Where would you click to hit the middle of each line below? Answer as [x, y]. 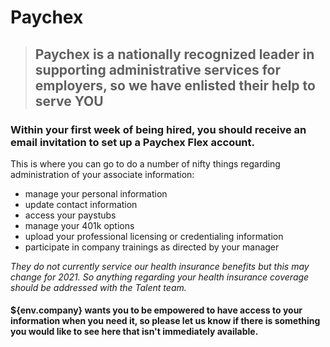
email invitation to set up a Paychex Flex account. [133, 142]
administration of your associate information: [102, 174]
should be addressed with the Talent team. [98, 287]
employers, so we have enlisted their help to [175, 85]
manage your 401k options [79, 225]
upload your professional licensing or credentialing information [154, 236]
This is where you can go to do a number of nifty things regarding [145, 163]
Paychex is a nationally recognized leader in [174, 54]
